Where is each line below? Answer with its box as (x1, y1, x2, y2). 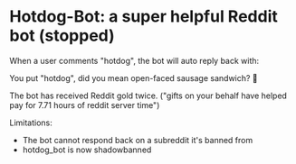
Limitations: (9, 117, 53, 128)
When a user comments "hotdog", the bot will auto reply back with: (9, 55, 260, 66)
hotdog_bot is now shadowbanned (22, 144, 152, 155)
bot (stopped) (9, 25, 115, 46)
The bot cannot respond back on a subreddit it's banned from (22, 134, 253, 145)
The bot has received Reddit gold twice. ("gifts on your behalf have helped (9, 90, 288, 101)
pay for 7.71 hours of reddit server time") (9, 99, 160, 110)
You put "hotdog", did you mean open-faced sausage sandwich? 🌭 (9, 72, 258, 83)
